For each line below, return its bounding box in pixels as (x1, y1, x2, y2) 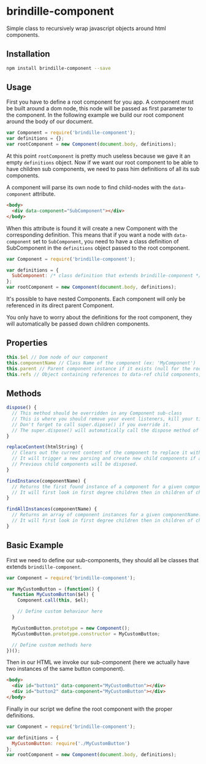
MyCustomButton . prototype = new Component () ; (12, 625, 131, 631)
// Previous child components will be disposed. (12, 461, 139, 467)
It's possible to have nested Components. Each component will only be (6, 296, 186, 303)
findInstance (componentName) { (6, 478, 86, 484)
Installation (6, 49, 50, 59)
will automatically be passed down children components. (6, 320, 150, 327)
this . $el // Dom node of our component (6, 354, 109, 360)
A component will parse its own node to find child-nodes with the (6, 184, 172, 191)
